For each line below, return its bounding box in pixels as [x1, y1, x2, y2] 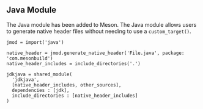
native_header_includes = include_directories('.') [6, 60, 141, 66]
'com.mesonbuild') [6, 55, 53, 62]
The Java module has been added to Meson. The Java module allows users [6, 21, 197, 28]
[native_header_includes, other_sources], [12, 82, 122, 88]
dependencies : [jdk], [12, 87, 70, 93]
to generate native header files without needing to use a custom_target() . [6, 27, 191, 35]
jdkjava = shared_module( [6, 71, 72, 77]
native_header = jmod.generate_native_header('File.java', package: [6, 50, 185, 56]
